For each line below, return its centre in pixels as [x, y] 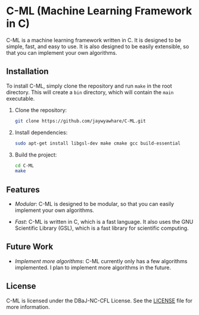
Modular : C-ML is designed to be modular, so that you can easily [94, 204]
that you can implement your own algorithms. [62, 52]
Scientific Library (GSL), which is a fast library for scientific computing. [102, 228]
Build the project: [36, 155]
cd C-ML [24, 166]
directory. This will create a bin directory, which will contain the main [90, 92]
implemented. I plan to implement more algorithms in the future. [93, 267]
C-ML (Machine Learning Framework [99, 11]
